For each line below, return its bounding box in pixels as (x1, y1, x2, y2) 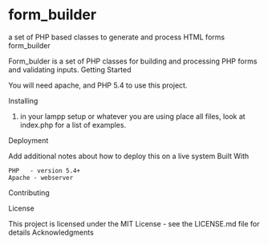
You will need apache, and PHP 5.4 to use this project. (8, 80, 188, 90)
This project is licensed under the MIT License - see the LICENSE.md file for (8, 218, 260, 228)
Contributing (8, 187, 50, 198)
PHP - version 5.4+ (8, 166, 81, 174)
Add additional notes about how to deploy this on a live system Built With (8, 151, 250, 161)
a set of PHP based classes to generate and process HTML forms (8, 32, 225, 42)
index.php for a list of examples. (19, 120, 127, 129)
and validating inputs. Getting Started (8, 64, 132, 74)
